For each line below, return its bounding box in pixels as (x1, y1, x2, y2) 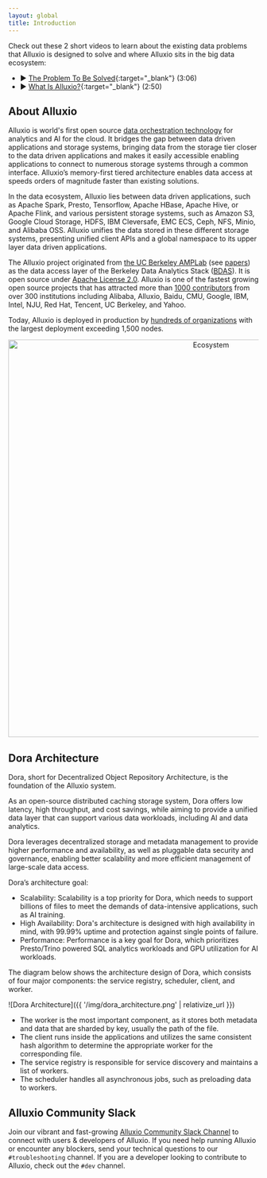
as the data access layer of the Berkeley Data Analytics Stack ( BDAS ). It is (8, 266, 250, 276)
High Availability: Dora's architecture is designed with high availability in (19, 919, 256, 928)
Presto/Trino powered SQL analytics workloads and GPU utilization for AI (19, 944, 258, 954)
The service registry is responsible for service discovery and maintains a (19, 1058, 258, 1068)
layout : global (8, 11, 59, 20)
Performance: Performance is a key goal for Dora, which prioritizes (19, 936, 239, 945)
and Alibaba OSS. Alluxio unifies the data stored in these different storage (8, 226, 250, 235)
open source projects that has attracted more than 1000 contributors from (8, 283, 250, 293)
